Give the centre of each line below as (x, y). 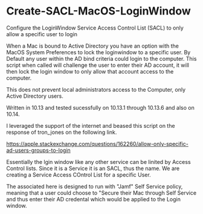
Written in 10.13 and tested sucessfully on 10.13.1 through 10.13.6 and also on (100, 107)
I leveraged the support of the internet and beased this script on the (91, 125)
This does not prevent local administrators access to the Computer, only (96, 89)
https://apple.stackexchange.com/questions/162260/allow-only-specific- (98, 143)
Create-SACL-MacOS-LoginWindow (99, 11)
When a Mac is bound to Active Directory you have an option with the (93, 46)
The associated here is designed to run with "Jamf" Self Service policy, (95, 186)
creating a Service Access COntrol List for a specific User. (79, 175)
